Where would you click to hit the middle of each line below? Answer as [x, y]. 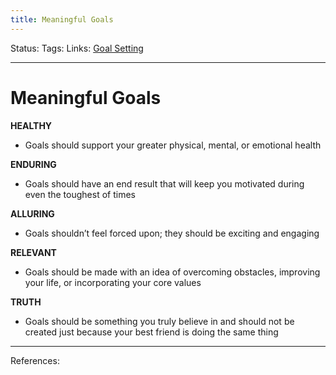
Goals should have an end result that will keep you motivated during [164, 183]
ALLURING [32, 213]
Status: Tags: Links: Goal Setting [77, 48]
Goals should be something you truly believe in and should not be [159, 321]
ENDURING [33, 164]
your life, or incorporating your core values [113, 282]
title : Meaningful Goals [62, 19]
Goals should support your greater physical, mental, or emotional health [173, 145]
